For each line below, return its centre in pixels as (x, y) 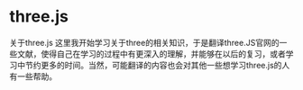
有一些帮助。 (33, 76)
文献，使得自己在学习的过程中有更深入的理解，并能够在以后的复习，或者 (151, 54)
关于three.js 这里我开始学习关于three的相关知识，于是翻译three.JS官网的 (144, 42)
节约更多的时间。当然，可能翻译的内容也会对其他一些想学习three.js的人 (157, 65)
